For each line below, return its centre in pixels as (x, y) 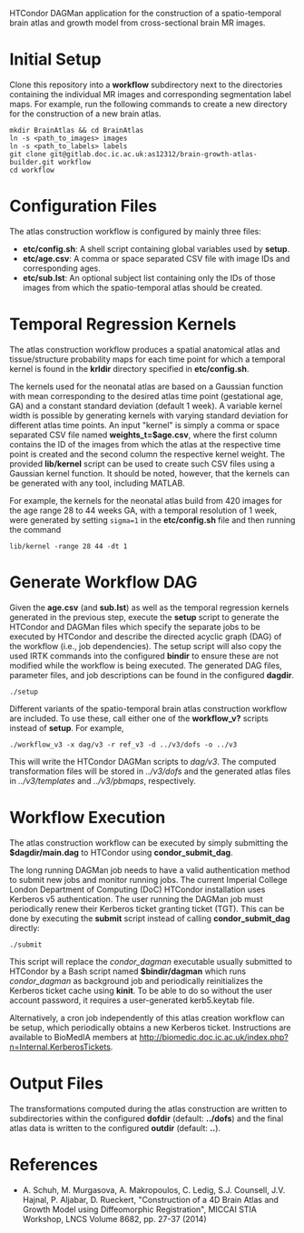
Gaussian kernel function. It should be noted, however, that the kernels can (150, 473)
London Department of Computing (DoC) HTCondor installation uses (137, 889)
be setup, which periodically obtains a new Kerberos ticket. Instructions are (150, 1027)
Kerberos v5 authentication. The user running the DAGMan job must (136, 898)
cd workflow (32, 170)
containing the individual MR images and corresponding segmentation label (151, 94)
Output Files (57, 1083)
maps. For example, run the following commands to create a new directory (148, 104)
